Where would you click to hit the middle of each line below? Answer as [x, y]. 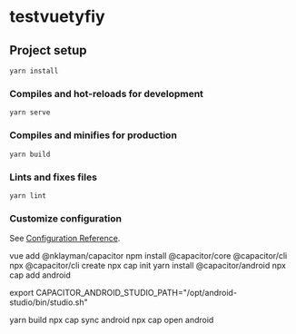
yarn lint [28, 196]
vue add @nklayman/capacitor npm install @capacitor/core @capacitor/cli [148, 256]
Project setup [49, 50]
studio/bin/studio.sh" [49, 302]
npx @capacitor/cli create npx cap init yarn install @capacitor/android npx [148, 266]
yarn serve [30, 113]
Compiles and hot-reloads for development [107, 93]
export [22, 293]
